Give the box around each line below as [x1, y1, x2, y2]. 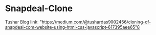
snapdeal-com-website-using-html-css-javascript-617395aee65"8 [5, 24, 140, 30]
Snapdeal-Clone [5, 3, 73, 14]
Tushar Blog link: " [5, 19, 42, 25]
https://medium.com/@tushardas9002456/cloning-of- [41, 19, 151, 25]
